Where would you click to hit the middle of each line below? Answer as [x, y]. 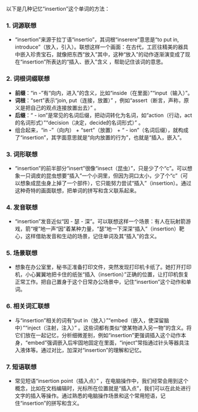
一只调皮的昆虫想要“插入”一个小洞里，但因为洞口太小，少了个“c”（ [101, 175]
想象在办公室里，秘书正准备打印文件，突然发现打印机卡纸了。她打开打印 [103, 267]
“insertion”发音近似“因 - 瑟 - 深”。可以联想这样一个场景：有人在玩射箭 [100, 221]
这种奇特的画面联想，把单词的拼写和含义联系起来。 [77, 190]
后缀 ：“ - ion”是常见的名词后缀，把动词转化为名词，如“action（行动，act [103, 115]
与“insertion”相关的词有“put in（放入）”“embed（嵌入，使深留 [89, 320]
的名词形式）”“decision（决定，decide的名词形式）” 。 [79, 122]
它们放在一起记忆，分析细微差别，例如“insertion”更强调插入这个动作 [98, 335]
